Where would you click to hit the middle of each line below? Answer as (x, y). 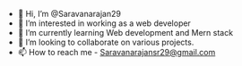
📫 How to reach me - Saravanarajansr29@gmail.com (117, 52)
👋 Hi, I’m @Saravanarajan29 (69, 14)
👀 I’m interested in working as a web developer (104, 23)
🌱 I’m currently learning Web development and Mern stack (125, 33)
